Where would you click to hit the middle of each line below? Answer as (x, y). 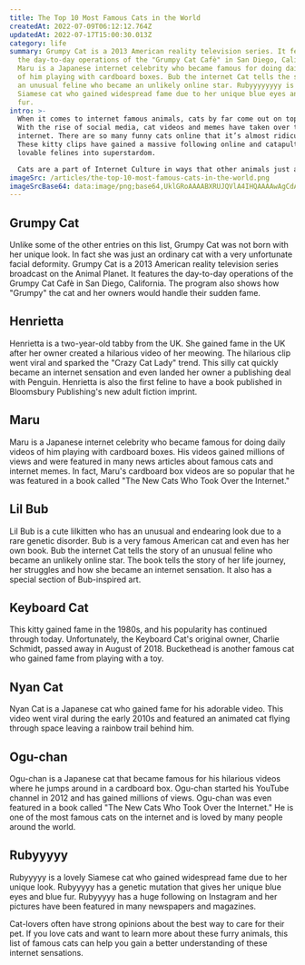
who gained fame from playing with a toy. (87, 658)
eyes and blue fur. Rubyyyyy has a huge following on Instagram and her (143, 896)
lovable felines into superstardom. (87, 153)
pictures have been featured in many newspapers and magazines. (133, 906)
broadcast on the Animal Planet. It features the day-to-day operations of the (151, 274)
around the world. (43, 826)
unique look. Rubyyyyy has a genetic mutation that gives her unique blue (145, 887)
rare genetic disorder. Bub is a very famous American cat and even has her (150, 540)
